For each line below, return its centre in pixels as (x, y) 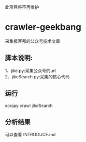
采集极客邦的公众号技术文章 (33, 41)
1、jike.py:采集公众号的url (30, 71)
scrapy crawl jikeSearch (29, 106)
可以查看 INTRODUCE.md (30, 135)
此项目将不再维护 (22, 7)
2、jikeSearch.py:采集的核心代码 (37, 76)
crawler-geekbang (43, 27)
